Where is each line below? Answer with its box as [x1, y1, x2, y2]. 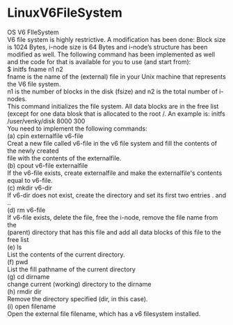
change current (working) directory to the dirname [7, 280, 152, 288]
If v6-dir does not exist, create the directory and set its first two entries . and [7, 190, 227, 199]
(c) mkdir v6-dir [7, 183, 52, 192]
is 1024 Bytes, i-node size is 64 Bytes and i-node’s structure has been [7, 43, 208, 51]
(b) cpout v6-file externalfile [7, 161, 88, 169]
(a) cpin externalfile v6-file [7, 131, 83, 140]
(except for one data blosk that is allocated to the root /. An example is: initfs [7, 109, 226, 118]
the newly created [7, 146, 59, 155]
